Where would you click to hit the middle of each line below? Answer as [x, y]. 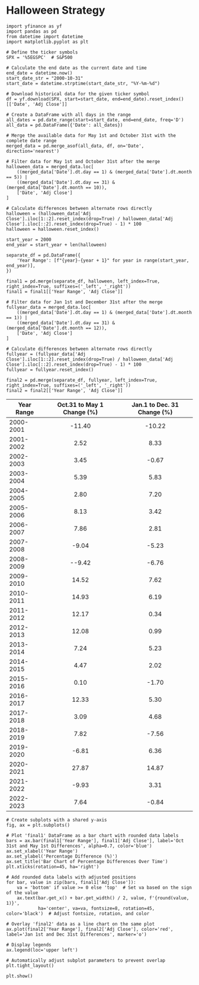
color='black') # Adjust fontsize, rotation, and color [78, 914]
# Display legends [29, 945]
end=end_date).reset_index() [148, 99]
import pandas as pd [32, 31]
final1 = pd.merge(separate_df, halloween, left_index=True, [83, 281]
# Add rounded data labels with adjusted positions [71, 877]
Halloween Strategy [56, 10]
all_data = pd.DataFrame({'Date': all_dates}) [65, 125]
